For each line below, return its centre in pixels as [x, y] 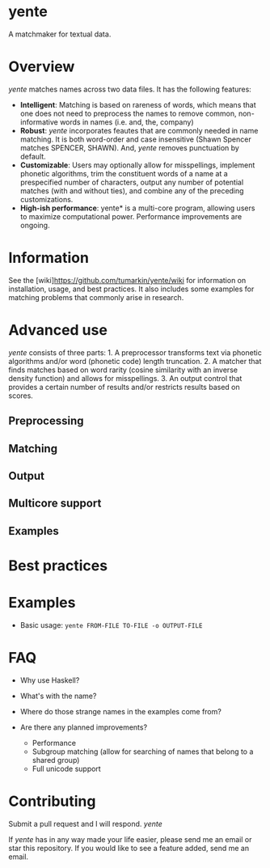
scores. [21, 396]
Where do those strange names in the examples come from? [121, 711]
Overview [42, 67]
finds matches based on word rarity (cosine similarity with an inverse [123, 370]
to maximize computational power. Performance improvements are [131, 216]
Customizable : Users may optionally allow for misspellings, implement [137, 165]
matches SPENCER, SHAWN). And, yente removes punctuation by [130, 147]
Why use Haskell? [50, 680]
